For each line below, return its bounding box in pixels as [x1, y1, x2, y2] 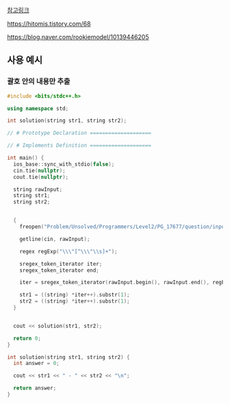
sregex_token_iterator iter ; [19, 260, 103, 267]
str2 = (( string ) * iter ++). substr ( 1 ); [19, 298, 130, 305]
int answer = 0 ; [13, 360, 60, 367]
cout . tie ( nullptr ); [13, 173, 69, 180]
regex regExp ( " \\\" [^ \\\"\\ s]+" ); [19, 248, 118, 255]
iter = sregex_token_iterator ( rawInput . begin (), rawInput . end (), [19, 279, 210, 286]
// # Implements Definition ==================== [7, 142, 152, 149]
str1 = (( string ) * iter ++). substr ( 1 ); [19, 292, 130, 299]
